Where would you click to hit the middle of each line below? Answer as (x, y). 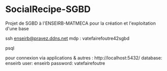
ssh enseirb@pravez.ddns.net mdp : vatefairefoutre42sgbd (67, 38)
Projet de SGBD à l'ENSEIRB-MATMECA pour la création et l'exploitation (81, 23)
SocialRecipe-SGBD (48, 9)
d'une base (17, 28)
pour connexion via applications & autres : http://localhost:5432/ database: (84, 58)
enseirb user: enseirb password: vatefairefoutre (55, 63)
